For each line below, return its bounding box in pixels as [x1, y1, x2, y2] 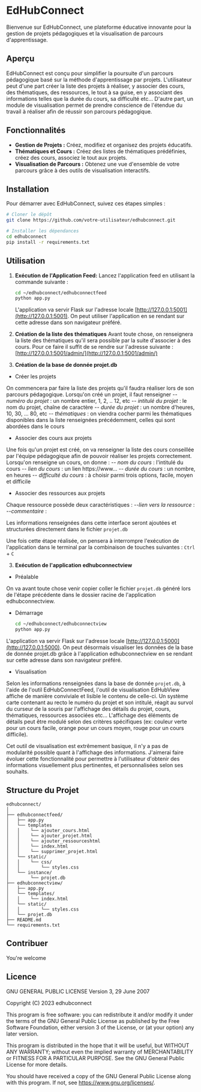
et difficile [6, 478, 31, 485]
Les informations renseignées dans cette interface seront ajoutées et [6, 519, 177, 526]
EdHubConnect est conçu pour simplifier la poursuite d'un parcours [6, 70, 174, 77]
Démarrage [14, 609, 43, 617]
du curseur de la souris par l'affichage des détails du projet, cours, [6, 705, 171, 713]
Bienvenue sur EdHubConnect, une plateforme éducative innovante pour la [6, 23, 192, 31]
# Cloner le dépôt [6, 211, 52, 218]
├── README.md [6, 917, 42, 923]
